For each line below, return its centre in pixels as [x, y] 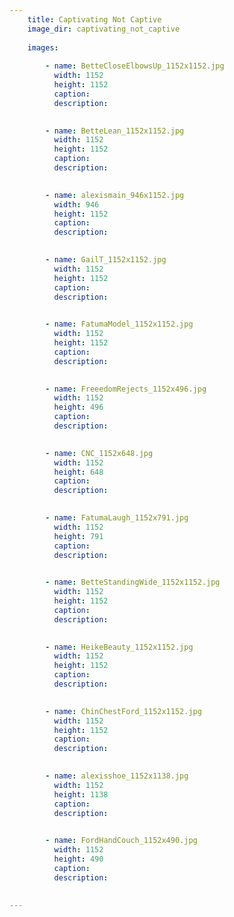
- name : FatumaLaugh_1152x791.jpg [117, 518]
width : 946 [76, 204]
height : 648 [78, 472]
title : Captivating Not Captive [94, 19]
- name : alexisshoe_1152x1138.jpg [117, 776]
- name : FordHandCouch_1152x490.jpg [121, 841]
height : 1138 [81, 794]
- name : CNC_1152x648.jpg [99, 453]
